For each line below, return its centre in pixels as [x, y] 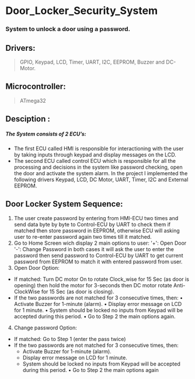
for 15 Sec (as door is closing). [78, 291]
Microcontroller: [36, 87]
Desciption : [28, 119]
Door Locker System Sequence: [64, 204]
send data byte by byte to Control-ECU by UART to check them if [92, 224]
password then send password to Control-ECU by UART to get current [98, 255]
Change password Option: [45, 328]
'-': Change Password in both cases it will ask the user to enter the [94, 249]
